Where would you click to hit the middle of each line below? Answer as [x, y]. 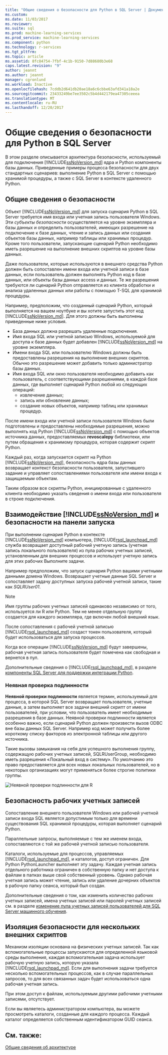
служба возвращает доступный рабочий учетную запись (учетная [76, 545]
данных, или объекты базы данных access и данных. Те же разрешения [82, 280]
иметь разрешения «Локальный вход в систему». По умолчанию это [79, 759]
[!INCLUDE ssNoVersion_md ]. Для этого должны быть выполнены [74, 316]
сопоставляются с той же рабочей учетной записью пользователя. [77, 844]
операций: [23, 389]
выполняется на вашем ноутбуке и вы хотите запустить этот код [74, 311]
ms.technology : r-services [33, 47]
